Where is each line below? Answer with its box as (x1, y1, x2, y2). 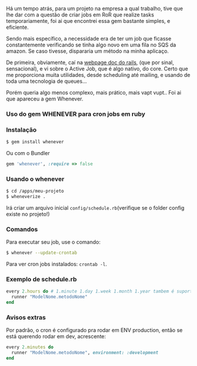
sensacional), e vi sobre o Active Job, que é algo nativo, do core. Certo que (6, 65, 189, 72)
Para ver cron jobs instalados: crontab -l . (6, 261, 107, 268)
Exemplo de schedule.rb (6, 276, 77, 284)
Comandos (6, 225, 38, 233)
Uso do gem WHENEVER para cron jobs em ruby (6, 110, 145, 118)
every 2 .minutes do (6, 344, 54, 350)
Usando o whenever (6, 174, 64, 183)
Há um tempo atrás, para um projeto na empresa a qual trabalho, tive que (6, 5, 184, 12)
